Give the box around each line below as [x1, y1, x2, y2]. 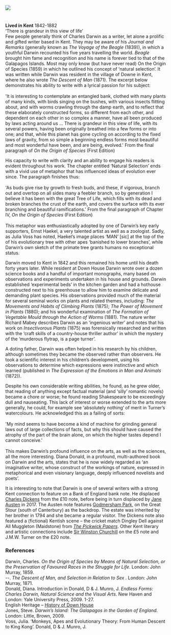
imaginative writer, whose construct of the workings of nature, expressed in [5, 465, 164, 471]
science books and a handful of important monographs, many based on [5, 271, 156, 277]
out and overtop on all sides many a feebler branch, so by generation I [5, 190, 153, 196]
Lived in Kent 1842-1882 [5, 23, 57, 29]
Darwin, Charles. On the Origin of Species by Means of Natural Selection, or [5, 558, 166, 565]
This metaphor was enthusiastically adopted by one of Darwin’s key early [5, 223, 159, 229]
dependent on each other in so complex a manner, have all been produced [5, 115, 162, 121]
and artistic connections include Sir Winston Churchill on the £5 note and [5, 529, 159, 535]
